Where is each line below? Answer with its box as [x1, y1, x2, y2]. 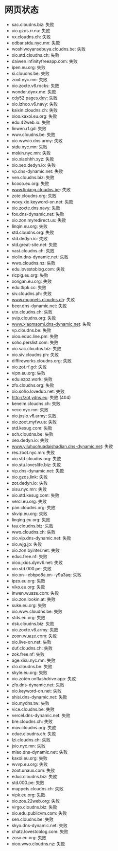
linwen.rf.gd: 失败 [11, 125, 47, 131]
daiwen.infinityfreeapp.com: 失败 [11, 58, 78, 64]
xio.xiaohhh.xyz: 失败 [11, 156, 54, 162]
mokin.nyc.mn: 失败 [11, 150, 51, 156]
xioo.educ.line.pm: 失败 [11, 333, 59, 339]
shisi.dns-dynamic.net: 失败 [11, 694, 67, 700]
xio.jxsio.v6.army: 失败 [11, 413, 57, 419]
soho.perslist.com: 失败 [11, 339, 59, 345]
